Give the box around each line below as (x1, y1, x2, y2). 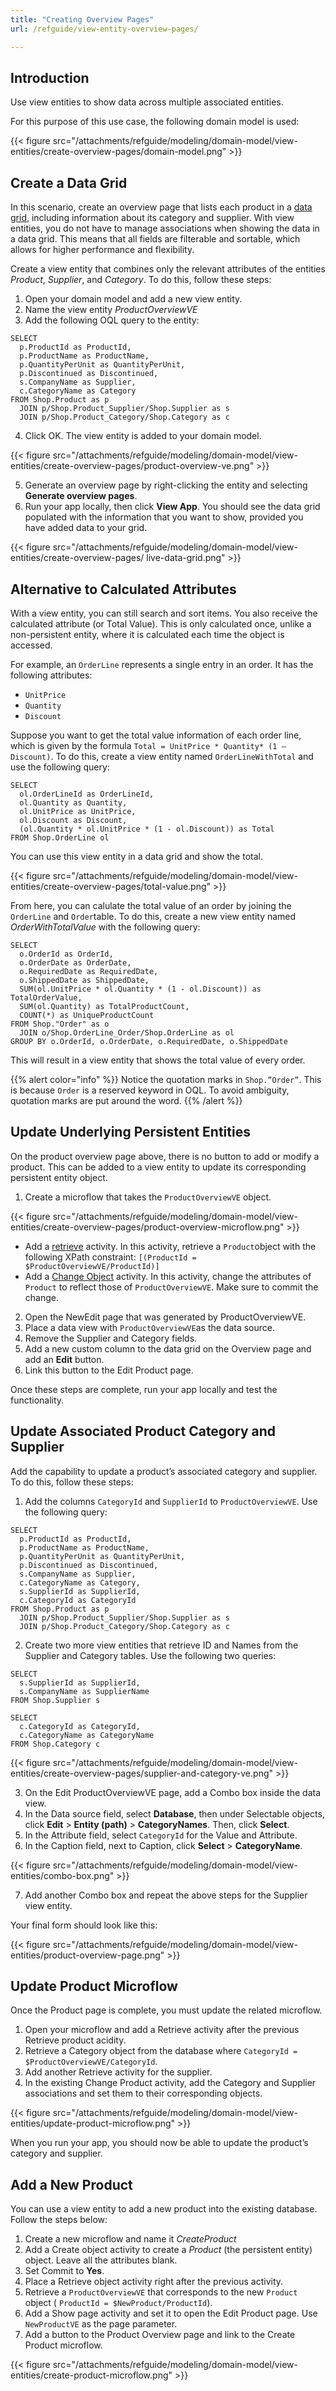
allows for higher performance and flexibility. (10, 244, 195, 256)
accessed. (10, 639, 53, 651)
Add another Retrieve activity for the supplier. (24, 2066, 213, 2078)
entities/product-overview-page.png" (10, 1949, 165, 1961)
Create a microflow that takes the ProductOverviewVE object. (24, 1191, 272, 1203)
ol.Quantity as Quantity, (19, 797, 128, 808)
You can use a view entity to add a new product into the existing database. (10, 2203, 318, 2215)
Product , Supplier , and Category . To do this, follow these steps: (10, 274, 272, 286)
